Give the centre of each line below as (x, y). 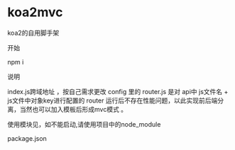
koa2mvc (35, 12)
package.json (27, 138)
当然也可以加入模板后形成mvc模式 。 (73, 109)
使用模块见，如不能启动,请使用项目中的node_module (84, 124)
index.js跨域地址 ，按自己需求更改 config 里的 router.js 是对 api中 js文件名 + (118, 91)
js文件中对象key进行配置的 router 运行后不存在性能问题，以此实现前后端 (113, 100)
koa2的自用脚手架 (33, 33)
